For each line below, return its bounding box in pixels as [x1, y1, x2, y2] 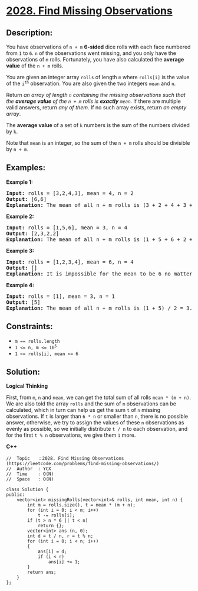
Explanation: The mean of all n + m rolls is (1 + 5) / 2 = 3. [6, 304, 193, 311]
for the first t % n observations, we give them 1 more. [6, 431, 136, 439]
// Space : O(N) [6, 476, 54, 482]
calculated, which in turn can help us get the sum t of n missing [6, 407, 161, 414]
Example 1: [6, 178, 34, 186]
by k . [6, 128, 18, 135]
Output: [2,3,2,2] [6, 230, 60, 237]
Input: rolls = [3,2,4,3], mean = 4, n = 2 [6, 190, 134, 196]
